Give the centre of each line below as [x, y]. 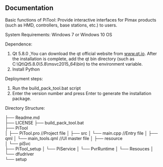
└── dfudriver [20, 154]
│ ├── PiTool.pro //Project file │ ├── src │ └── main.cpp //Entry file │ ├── [81, 133]
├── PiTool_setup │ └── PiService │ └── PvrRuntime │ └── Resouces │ [79, 148]
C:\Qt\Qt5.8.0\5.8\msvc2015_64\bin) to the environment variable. [77, 64]
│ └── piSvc [18, 143]
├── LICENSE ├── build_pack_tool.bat [45, 122]
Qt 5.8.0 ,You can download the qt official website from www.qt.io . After [84, 53]
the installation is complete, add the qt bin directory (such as [73, 59]
